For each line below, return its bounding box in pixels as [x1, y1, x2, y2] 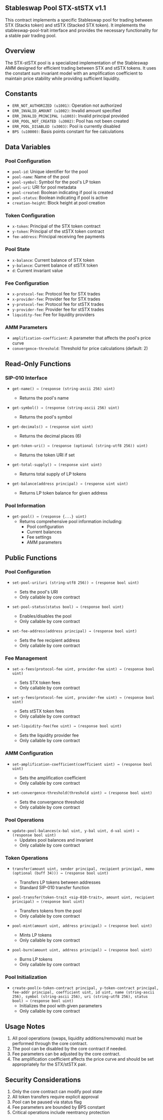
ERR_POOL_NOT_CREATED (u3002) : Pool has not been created [12, 118, 129, 124]
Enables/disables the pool [19, 613, 72, 619]
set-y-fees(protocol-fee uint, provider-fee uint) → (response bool [12, 696, 155, 700]
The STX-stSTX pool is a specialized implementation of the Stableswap [5, 60, 148, 66]
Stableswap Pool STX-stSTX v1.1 [5, 4, 106, 12]
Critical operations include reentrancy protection [12, 1110, 110, 1116]
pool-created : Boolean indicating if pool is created [12, 190, 114, 196]
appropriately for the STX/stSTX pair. [12, 1061, 87, 1068]
